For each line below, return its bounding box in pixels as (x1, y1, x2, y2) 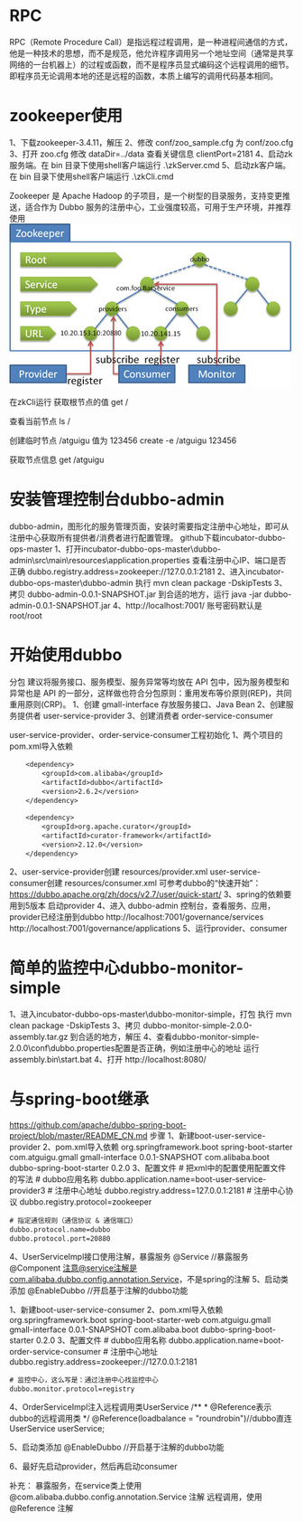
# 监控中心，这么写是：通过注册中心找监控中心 (9, 1375, 160, 1385)
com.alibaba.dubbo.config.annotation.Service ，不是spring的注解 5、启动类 (9, 1273, 289, 1284)
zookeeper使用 (9, 106, 124, 127)
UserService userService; (9, 1423, 106, 1433)
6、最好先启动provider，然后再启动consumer (9, 1461, 178, 1471)
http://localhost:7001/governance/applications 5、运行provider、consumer (9, 922, 288, 933)
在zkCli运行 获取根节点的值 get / (9, 396, 129, 407)
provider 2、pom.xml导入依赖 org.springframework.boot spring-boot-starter (9, 1141, 293, 1152)
